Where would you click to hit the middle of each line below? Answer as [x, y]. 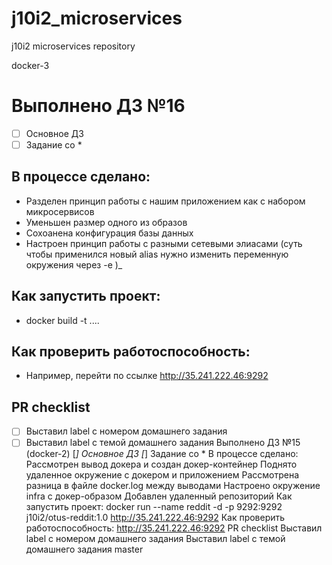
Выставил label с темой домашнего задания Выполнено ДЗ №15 [163, 443]
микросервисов [60, 211]
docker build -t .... [62, 320]
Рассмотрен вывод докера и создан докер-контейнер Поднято [161, 464]
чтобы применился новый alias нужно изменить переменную [157, 254]
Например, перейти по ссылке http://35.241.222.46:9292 [147, 376]
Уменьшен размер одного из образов [106, 222]
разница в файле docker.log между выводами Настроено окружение [173, 486]
